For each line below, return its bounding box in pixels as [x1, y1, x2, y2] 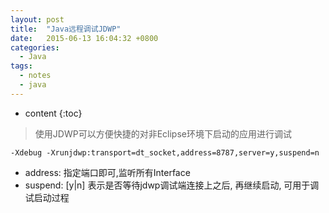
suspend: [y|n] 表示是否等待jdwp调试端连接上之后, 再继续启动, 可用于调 [24, 179, 320, 191]
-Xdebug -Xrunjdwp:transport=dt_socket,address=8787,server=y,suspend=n [10, 147, 320, 158]
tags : [10, 61, 33, 71]
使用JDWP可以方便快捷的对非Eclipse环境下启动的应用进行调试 [34, 127, 292, 140]
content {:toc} [24, 107, 83, 119]
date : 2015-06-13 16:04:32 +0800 [10, 33, 159, 43]
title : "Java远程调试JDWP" [10, 24, 122, 34]
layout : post [10, 14, 65, 25]
